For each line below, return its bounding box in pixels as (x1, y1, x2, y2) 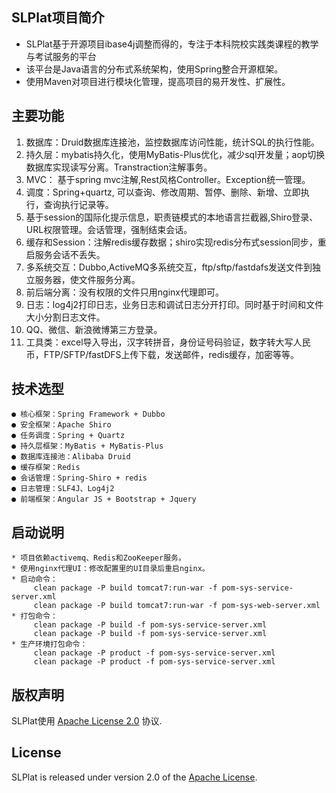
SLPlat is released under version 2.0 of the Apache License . (11, 771, 258, 783)
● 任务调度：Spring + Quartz (11, 431, 126, 441)
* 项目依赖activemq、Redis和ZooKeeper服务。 (11, 553, 186, 563)
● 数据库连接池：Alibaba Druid (11, 452, 131, 462)
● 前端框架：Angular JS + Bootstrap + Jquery (11, 494, 197, 505)
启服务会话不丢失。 (25, 248, 106, 260)
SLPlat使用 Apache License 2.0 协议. (11, 715, 163, 727)
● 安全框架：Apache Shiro (11, 420, 112, 430)
